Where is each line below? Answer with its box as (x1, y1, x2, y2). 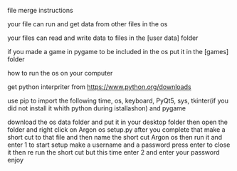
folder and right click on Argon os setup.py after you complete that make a (7, 125, 226, 134)
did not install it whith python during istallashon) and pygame (7, 104, 186, 113)
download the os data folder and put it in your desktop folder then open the (7, 118, 228, 126)
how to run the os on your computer (7, 69, 113, 77)
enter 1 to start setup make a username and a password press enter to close (7, 140, 231, 149)
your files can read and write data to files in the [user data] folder (7, 33, 199, 42)
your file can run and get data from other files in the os (7, 20, 168, 28)
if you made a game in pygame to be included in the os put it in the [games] (7, 48, 229, 56)
